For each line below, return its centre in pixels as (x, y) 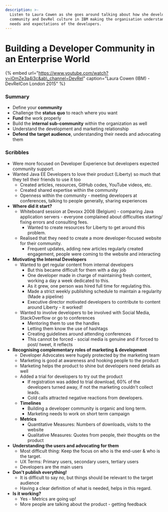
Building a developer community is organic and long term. (87, 408)
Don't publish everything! (40, 472)
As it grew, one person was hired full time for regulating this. (89, 286)
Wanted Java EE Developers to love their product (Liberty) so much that (86, 174)
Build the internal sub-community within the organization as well (80, 124)
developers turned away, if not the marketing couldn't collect (90, 387)
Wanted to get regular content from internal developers (76, 265)
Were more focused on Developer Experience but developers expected (85, 163)
